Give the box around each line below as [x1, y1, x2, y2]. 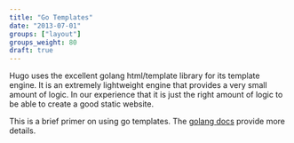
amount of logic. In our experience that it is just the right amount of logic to [9, 90, 283, 100]
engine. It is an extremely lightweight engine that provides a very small [9, 80, 268, 91]
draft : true [9, 46, 53, 55]
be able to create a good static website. [9, 99, 154, 109]
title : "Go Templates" [9, 12, 93, 22]
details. [9, 125, 36, 136]
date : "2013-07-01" [9, 21, 82, 30]
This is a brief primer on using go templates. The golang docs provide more [9, 116, 286, 127]
